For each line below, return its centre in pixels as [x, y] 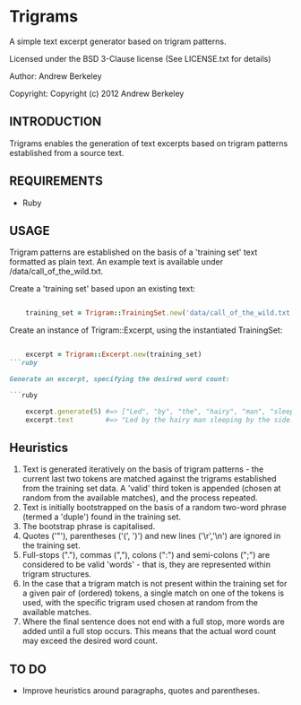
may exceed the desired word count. [90, 641]
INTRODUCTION [56, 122]
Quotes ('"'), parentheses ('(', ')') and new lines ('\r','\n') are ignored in [151, 536]
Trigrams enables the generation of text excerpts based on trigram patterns [149, 143]
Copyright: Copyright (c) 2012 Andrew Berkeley [97, 93]
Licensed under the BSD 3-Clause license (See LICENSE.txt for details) [140, 58]
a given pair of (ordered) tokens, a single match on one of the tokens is [153, 593]
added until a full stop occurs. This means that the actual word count [149, 631]
